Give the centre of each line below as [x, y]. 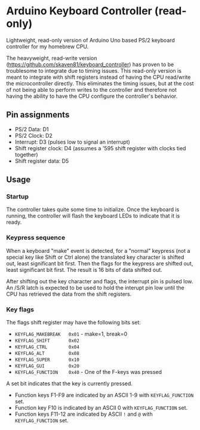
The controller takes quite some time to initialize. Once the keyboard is [93, 209]
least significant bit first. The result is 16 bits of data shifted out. [84, 270]
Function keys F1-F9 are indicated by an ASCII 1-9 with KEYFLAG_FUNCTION [104, 395]
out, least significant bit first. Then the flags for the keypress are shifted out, [100, 263]
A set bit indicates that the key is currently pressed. [70, 383]
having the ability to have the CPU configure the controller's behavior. [92, 96]
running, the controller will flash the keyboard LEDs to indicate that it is [93, 216]
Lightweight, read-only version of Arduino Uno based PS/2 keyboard [90, 40]
